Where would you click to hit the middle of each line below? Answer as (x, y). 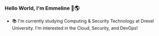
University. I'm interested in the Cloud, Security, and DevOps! (75, 28)
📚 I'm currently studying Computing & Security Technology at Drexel (83, 21)
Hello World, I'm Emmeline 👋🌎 (42, 8)
